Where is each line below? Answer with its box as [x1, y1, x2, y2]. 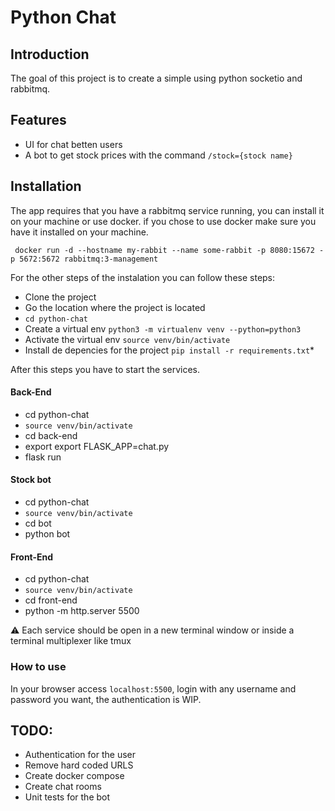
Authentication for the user [24, 749, 136, 761]
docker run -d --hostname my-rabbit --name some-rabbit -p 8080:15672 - [14, 245, 325, 255]
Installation [10, 178, 82, 195]
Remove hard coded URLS [24, 759, 134, 771]
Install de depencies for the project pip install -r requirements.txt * [24, 344, 315, 356]
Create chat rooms [24, 781, 102, 793]
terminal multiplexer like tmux [10, 635, 132, 647]
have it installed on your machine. [10, 226, 149, 238]
